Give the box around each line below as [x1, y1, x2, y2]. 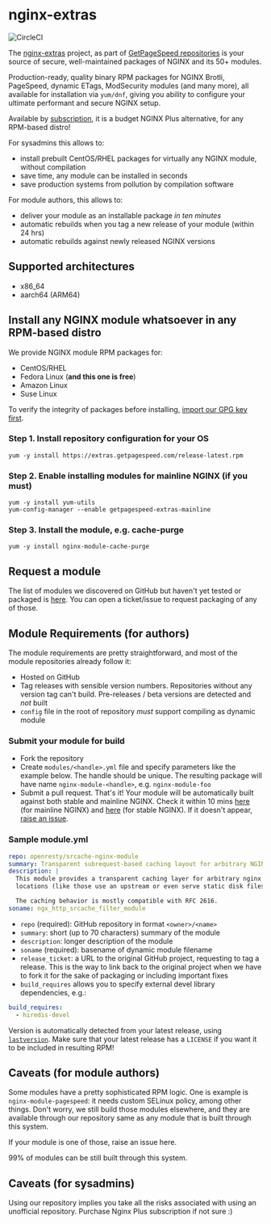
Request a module [8, 564, 102, 578]
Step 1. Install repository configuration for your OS [8, 433, 210, 444]
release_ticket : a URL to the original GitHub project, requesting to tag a [19, 953, 260, 963]
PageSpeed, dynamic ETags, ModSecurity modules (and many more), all [8, 81, 249, 90]
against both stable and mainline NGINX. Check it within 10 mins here [19, 797, 250, 806]
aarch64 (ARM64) [19, 289, 81, 300]
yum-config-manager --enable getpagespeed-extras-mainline [8, 506, 211, 514]
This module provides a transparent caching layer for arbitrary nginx [15, 875, 262, 883]
